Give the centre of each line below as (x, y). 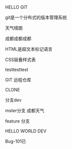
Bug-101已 (16, 141)
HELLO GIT (17, 7)
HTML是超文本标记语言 (29, 49)
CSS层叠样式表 (21, 60)
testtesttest (17, 70)
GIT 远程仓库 (18, 80)
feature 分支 (17, 121)
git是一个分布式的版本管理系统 (36, 17)
